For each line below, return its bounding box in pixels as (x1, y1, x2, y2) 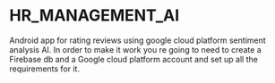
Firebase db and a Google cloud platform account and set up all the (9, 54, 258, 64)
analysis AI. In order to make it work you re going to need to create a (9, 44, 262, 54)
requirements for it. (9, 63, 81, 74)
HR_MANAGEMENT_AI (9, 5, 180, 26)
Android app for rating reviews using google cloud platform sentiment (9, 35, 266, 46)
